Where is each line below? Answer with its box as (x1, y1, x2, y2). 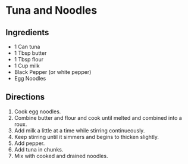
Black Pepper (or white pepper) (14, 69, 92, 75)
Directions (5, 92, 45, 102)
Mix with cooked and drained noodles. (14, 152, 108, 159)
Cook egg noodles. (14, 108, 61, 115)
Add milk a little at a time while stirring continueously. (14, 126, 145, 134)
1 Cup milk (14, 62, 40, 69)
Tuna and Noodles (5, 4, 98, 17)
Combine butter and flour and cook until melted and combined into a (14, 114, 182, 121)
